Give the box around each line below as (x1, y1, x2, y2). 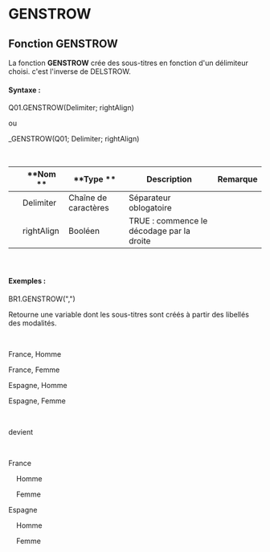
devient (8, 427, 34, 436)
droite (128, 235, 151, 247)
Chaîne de (67, 192, 107, 203)
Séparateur (128, 192, 171, 203)
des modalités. (8, 318, 57, 328)
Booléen (67, 226, 100, 237)
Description (145, 174, 193, 185)
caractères (67, 202, 110, 214)
